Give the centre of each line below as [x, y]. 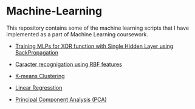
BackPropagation [37, 52]
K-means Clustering [40, 76]
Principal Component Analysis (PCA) [61, 99]
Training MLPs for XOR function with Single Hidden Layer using [94, 46]
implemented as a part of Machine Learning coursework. [77, 34]
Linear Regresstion [39, 88]
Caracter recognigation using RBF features [69, 64]
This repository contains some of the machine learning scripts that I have [98, 28]
